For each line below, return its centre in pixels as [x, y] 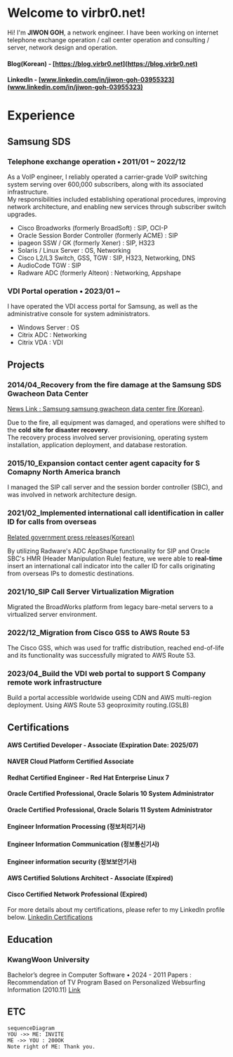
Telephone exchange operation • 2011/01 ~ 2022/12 [96, 161]
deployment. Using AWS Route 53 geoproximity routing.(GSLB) [98, 705]
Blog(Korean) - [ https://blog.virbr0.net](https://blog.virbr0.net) [102, 63]
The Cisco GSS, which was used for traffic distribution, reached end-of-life [116, 648]
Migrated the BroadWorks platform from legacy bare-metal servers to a [110, 606]
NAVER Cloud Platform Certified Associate [71, 761]
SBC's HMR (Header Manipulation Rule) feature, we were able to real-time [115, 558]
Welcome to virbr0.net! [76, 13]
